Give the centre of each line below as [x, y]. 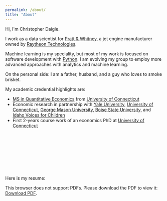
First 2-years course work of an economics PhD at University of [78, 120]
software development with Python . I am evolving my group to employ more [83, 59]
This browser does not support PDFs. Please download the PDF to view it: [81, 188]
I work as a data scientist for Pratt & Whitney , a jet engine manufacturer [79, 39]
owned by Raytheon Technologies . [41, 44]
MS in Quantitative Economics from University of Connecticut [76, 99]
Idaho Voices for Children [39, 115]
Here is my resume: [25, 178]
